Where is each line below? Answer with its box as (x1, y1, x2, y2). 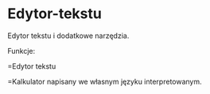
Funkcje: (7, 46, 36, 55)
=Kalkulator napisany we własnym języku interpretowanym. (7, 77, 202, 86)
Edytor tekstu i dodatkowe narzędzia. (7, 31, 130, 40)
